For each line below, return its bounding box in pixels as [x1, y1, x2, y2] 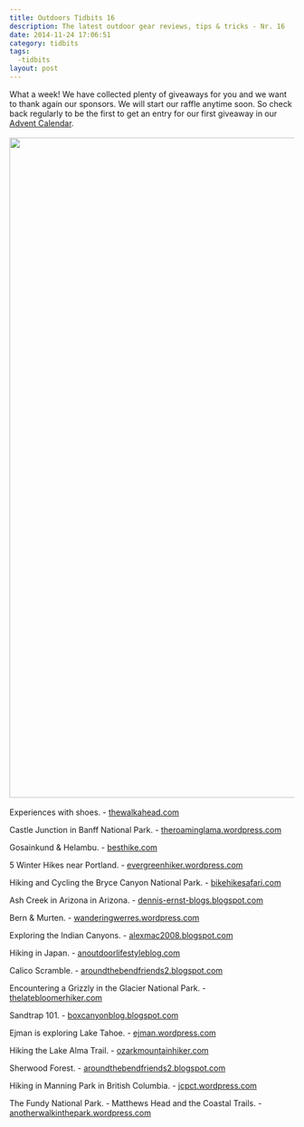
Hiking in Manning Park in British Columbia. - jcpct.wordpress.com [9, 1080, 258, 1091]
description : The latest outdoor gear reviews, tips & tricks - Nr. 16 [9, 22, 285, 31]
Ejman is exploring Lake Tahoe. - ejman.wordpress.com [9, 1027, 217, 1038]
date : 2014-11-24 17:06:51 [9, 30, 111, 39]
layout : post [9, 64, 59, 73]
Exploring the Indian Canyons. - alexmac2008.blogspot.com [9, 929, 233, 940]
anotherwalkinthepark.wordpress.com [9, 1107, 152, 1118]
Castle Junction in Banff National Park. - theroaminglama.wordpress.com [9, 824, 282, 835]
